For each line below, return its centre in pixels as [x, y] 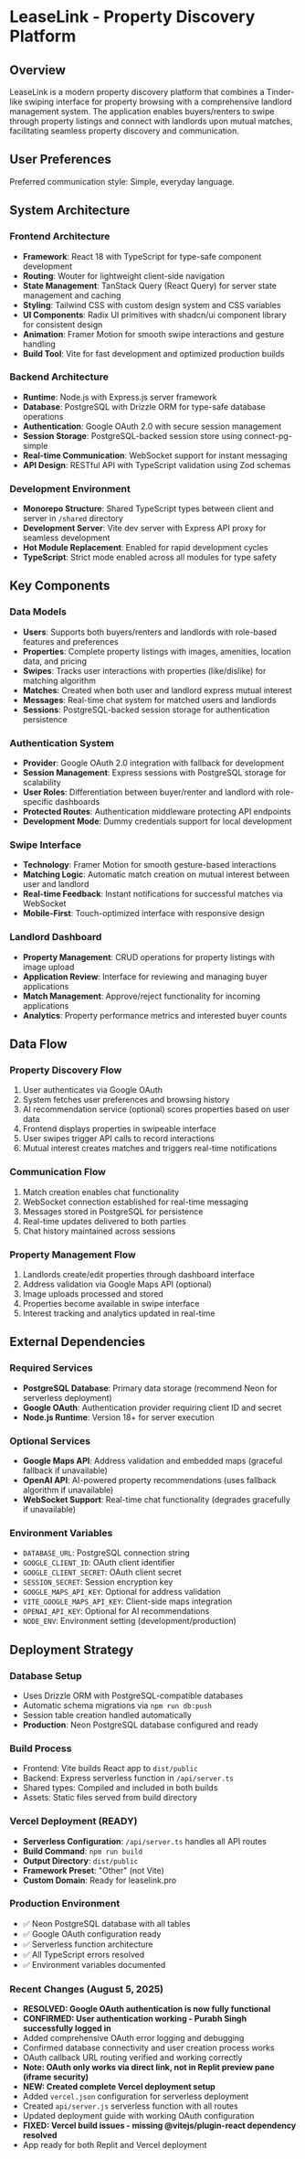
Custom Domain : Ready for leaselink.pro [100, 1880]
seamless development [66, 538]
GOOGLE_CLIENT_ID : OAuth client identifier [99, 1563]
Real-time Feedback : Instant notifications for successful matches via [152, 894]
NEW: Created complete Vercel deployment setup [119, 2087]
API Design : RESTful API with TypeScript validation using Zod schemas [157, 465]
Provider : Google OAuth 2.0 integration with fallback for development [153, 763]
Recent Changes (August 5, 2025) [87, 1989]
